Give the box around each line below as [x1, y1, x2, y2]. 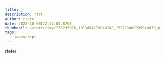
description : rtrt [5, 12, 43, 17]
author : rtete [5, 16, 35, 21]
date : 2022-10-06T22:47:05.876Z [5, 21, 72, 26]
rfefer [5, 48, 17, 54]
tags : [5, 30, 16, 35]
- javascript [9, 35, 37, 40]
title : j [5, 7, 23, 12]
